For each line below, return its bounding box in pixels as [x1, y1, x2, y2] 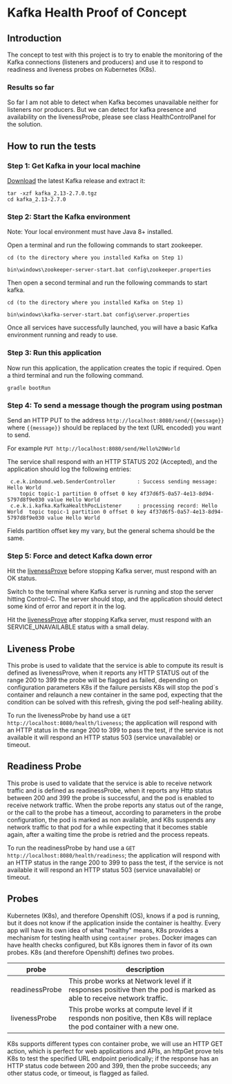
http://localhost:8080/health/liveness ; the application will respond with [7, 718, 217, 726]
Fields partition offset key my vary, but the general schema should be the [7, 526, 215, 534]
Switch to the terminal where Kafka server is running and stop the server [7, 588, 214, 596]
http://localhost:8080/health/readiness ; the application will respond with [7, 851, 221, 859]
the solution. [7, 120, 43, 128]
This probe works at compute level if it [68, 1005, 193, 1014]
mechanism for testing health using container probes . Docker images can [7, 933, 217, 942]
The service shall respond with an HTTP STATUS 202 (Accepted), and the [7, 457, 217, 465]
